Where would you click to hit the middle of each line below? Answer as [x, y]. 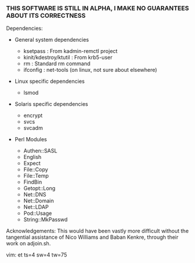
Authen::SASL [40, 151]
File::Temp [36, 176]
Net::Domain [39, 201]
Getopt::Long [39, 188]
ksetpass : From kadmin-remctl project [70, 51]
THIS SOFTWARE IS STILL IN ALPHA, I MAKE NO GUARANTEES [98, 8]
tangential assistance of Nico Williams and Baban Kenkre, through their [92, 237]
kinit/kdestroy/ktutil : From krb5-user [68, 58]
